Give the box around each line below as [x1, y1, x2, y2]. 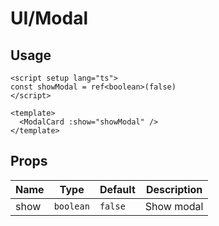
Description [145, 182, 203, 196]
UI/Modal [10, 7, 88, 30]
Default [99, 182, 136, 196]
